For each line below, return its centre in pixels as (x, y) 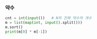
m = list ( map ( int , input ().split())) (44, 23)
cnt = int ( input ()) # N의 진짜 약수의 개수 (48, 18)
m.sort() (14, 27)
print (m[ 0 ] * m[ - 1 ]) (26, 32)
